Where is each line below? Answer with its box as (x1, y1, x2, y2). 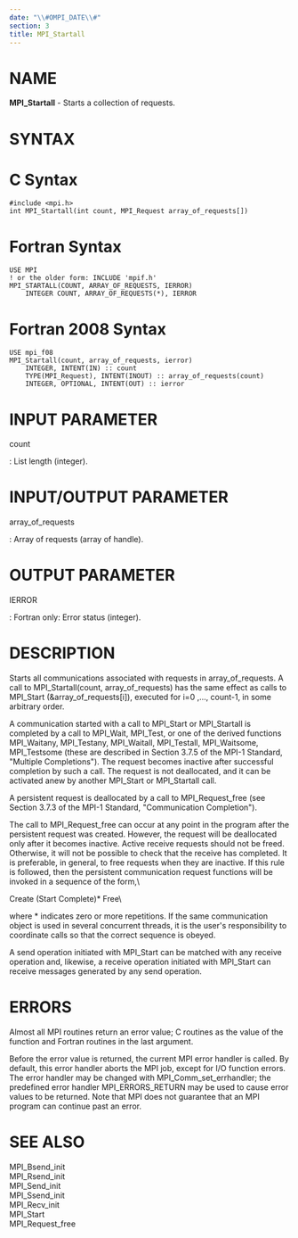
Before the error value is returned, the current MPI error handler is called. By (9, 1053, 289, 1064)
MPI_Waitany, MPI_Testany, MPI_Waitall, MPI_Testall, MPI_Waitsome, (9, 738, 259, 748)
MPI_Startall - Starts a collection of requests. (9, 97, 176, 108)
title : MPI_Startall (9, 29, 86, 38)
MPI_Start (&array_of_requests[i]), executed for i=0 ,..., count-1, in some (9, 692, 271, 703)
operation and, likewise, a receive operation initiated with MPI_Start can (9, 956, 271, 968)
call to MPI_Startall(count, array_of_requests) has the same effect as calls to (9, 682, 287, 693)
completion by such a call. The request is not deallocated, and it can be (9, 766, 271, 777)
